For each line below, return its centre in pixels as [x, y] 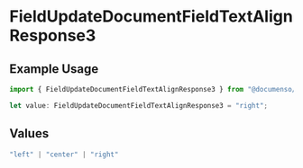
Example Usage [54, 69]
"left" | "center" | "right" [64, 155]
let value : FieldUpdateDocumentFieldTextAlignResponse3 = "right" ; [139, 105]
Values [29, 133]
